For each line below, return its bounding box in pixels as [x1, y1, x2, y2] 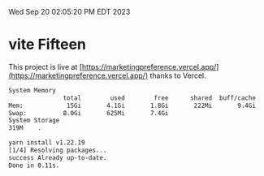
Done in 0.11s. [8, 161, 60, 170]
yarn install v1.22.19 [8, 139, 85, 147]
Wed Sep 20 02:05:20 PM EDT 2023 [8, 7, 131, 16]
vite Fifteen [8, 36, 87, 54]
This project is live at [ [8, 62, 83, 71]
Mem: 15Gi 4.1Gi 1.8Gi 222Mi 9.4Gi [8, 101, 256, 109]
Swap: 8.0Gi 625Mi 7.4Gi [8, 109, 169, 117]
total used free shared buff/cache [63, 93, 256, 102]
